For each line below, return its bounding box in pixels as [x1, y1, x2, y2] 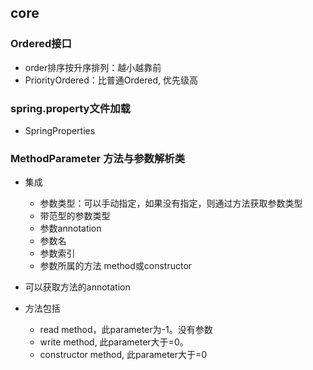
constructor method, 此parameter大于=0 [39, 349, 208, 361]
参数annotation [39, 222, 102, 235]
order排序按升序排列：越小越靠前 [24, 61, 162, 73]
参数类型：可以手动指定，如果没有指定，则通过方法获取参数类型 [39, 197, 303, 210]
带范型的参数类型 [39, 210, 111, 222]
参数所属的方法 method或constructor [39, 260, 193, 272]
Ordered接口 [10, 37, 72, 51]
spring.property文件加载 [10, 101, 131, 115]
